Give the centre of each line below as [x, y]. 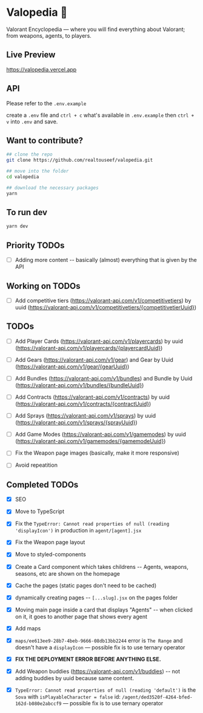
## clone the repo [29, 154]
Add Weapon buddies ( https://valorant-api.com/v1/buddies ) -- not [98, 671]
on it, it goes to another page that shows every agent [81, 616]
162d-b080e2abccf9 [38, 704]
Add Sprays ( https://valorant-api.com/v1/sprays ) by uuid [85, 416]
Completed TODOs [42, 485]
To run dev [27, 212]
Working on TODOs [43, 286]
